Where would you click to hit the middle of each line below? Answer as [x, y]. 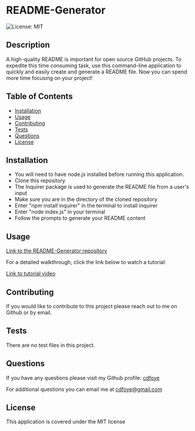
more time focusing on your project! [49, 78]
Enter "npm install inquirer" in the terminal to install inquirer [86, 206]
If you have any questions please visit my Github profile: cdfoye [83, 377]
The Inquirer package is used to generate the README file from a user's [102, 187]
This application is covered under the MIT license [66, 422]
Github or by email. [29, 313]
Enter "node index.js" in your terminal [60, 212]
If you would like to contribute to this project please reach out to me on [92, 306]
